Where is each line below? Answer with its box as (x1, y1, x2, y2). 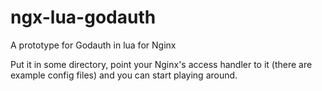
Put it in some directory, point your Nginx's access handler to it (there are (10, 58, 313, 70)
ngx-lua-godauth (10, 6, 157, 29)
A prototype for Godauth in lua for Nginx (10, 39, 177, 51)
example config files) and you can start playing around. (10, 69, 238, 81)
